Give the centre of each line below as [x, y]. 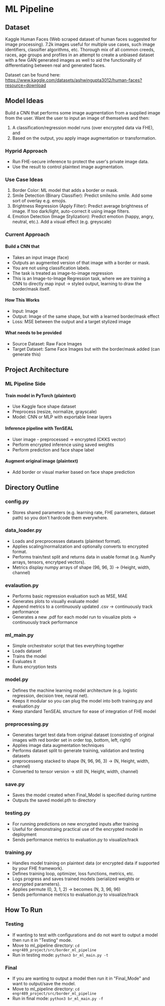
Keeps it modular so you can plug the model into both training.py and [82, 701]
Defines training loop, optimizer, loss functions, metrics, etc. [73, 873]
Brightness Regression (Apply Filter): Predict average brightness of [80, 206]
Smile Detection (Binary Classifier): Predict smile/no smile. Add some [82, 195]
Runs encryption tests [34, 667]
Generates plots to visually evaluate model [55, 601]
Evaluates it [24, 662]
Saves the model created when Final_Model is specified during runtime [84, 795]
